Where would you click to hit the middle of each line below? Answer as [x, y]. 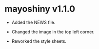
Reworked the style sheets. [39, 41]
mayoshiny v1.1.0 [40, 9]
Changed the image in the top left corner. [53, 32]
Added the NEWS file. [33, 22]
